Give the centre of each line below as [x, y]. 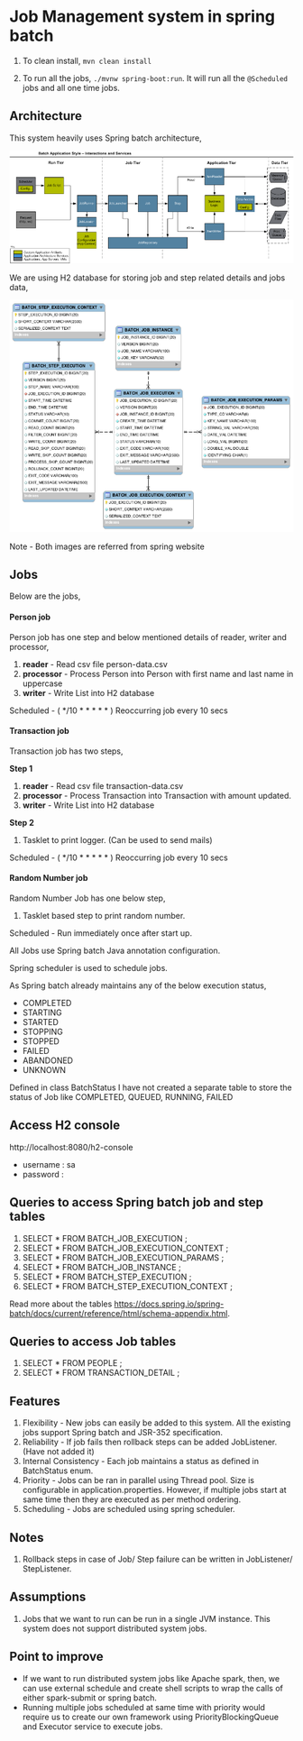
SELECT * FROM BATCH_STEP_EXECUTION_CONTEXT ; [127, 1286]
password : [43, 1174]
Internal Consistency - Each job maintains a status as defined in [141, 1462]
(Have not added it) [58, 1452]
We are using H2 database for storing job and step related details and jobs [147, 278]
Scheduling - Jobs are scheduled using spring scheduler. [129, 1509]
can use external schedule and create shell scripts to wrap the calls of [153, 1688]
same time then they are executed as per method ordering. [132, 1499]
